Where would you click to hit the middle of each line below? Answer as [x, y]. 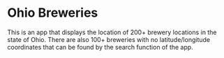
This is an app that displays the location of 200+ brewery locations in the [112, 32]
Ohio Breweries [53, 13]
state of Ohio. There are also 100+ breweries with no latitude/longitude [109, 39]
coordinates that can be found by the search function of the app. [100, 47]
